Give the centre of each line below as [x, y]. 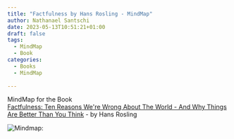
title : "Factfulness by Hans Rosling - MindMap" [80, 14]
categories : [25, 60]
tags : [15, 40]
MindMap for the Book [40, 99]
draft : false [26, 34]
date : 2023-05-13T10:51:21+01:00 [56, 27]
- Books [25, 66]
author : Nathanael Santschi [49, 20]
